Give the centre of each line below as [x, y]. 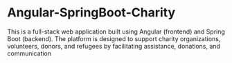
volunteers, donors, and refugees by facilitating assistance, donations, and [114, 46]
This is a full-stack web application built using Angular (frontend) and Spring [116, 32]
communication [29, 53]
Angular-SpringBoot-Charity [91, 13]
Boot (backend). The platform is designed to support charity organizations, [114, 38]
